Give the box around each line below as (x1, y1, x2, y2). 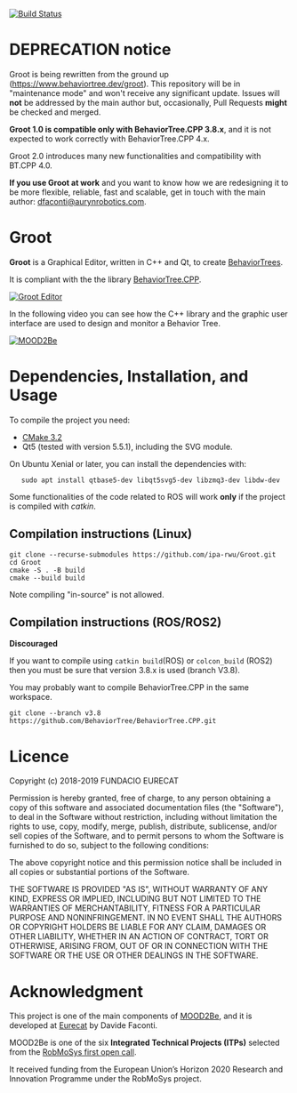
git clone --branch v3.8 (9, 709, 101, 718)
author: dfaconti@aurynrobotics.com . (9, 196, 147, 206)
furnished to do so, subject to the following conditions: (9, 840, 209, 851)
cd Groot (9, 558, 42, 567)
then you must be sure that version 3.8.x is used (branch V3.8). (9, 665, 240, 676)
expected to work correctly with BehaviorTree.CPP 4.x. (9, 133, 211, 144)
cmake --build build (9, 574, 86, 583)
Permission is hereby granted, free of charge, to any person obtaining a (9, 792, 271, 804)
